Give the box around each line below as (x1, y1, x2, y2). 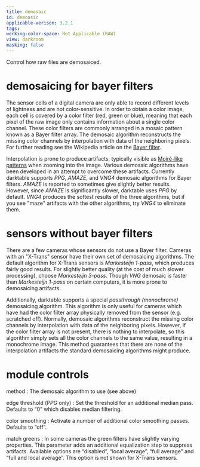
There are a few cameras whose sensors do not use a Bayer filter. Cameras (6, 246, 192, 254)
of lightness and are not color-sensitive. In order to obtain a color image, (6, 105, 184, 112)
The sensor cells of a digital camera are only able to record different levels (6, 99, 189, 106)
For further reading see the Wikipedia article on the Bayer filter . (6, 143, 162, 150)
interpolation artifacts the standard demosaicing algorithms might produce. (6, 347, 191, 354)
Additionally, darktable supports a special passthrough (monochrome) (6, 296, 179, 303)
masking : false (6, 42, 44, 48)
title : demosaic (6, 8, 47, 15)
